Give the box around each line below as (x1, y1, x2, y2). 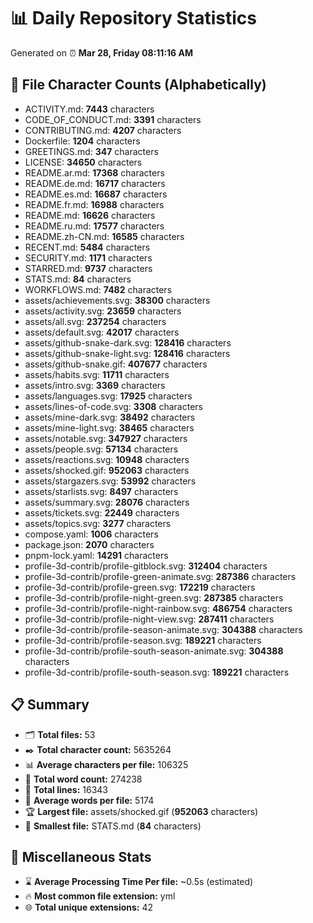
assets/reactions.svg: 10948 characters (24, 453, 190, 465)
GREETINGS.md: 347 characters (24, 145, 159, 157)
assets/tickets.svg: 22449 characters (24, 506, 180, 519)
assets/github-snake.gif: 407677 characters (24, 358, 208, 370)
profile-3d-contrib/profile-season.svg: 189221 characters (24, 634, 262, 646)
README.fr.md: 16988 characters (24, 198, 165, 210)
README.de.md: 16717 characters (24, 177, 166, 189)
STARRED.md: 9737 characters (24, 262, 153, 274)
